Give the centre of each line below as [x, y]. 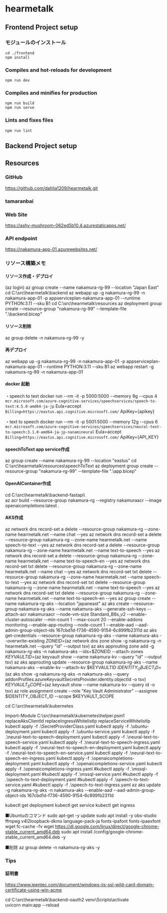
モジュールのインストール [36, 42]
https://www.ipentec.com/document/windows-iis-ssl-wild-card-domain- [80, 885]
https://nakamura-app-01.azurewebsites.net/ [51, 249]
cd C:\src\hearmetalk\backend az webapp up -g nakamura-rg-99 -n [75, 293]
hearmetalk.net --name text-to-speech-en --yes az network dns [84, 561]
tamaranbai [19, 201]
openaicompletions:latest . [32, 505]
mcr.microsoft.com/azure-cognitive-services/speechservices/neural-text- [83, 427]
